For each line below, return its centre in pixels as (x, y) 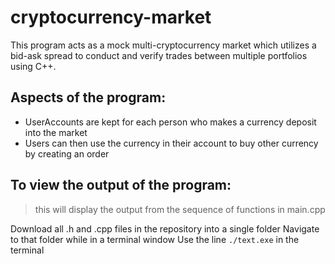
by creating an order (67, 153)
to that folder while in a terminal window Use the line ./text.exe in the (155, 239)
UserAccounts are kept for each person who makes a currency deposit (170, 122)
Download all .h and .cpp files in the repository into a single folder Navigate (165, 228)
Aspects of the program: (88, 97)
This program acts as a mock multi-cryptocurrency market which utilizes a (163, 45)
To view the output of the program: (121, 185)
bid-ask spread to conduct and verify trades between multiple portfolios (159, 55)
